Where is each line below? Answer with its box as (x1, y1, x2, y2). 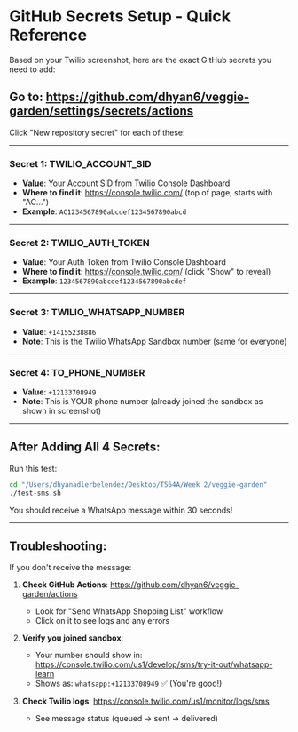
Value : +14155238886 (21, 326, 97, 337)
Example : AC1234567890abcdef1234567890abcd (21, 206, 187, 217)
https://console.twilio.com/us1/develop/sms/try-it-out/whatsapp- (35, 659, 273, 670)
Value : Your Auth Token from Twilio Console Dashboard (21, 257, 226, 267)
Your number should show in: (35, 650, 143, 661)
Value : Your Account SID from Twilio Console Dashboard (21, 178, 231, 188)
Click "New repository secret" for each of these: (9, 127, 185, 138)
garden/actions (21, 589, 78, 600)
